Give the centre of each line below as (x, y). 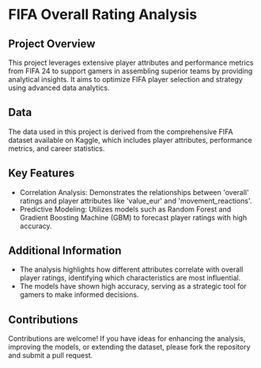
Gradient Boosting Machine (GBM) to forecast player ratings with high (133, 217)
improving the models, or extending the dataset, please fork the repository (129, 347)
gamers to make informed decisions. (79, 295)
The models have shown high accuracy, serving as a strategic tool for (133, 287)
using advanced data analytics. (59, 88)
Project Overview (52, 44)
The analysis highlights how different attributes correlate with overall (131, 269)
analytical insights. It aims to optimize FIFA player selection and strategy (125, 79)
